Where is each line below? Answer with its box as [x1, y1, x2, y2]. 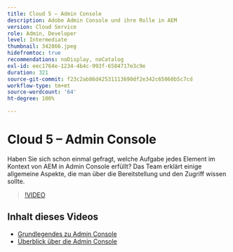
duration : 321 [7, 69, 49, 76]
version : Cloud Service [7, 23, 77, 30]
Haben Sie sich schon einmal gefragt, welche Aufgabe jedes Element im [7, 154, 215, 163]
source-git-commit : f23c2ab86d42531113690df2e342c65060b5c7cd [7, 75, 193, 83]
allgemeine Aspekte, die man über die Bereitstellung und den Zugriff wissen [7, 169, 227, 178]
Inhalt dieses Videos [7, 211, 99, 223]
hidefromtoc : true [7, 50, 61, 57]
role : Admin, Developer [7, 29, 77, 37]
